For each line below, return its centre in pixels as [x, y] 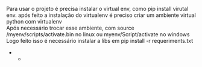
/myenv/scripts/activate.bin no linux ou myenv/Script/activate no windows [98, 34]
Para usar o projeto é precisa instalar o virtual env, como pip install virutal [97, 9]
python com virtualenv [34, 21]
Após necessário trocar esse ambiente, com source [70, 28]
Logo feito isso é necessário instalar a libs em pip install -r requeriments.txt [100, 41]
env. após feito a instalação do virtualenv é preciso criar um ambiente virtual [101, 15]
